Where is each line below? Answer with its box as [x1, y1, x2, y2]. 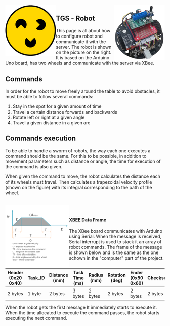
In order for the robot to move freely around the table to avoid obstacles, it [5, 88, 160, 94]
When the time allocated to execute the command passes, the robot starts [5, 309, 160, 316]
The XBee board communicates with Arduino [69, 228, 163, 234]
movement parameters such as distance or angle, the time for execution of [5, 158, 161, 164]
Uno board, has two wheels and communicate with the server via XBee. [5, 60, 154, 66]
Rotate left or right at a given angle [12, 114, 85, 120]
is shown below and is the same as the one [69, 249, 159, 256]
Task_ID [27, 275, 45, 281]
